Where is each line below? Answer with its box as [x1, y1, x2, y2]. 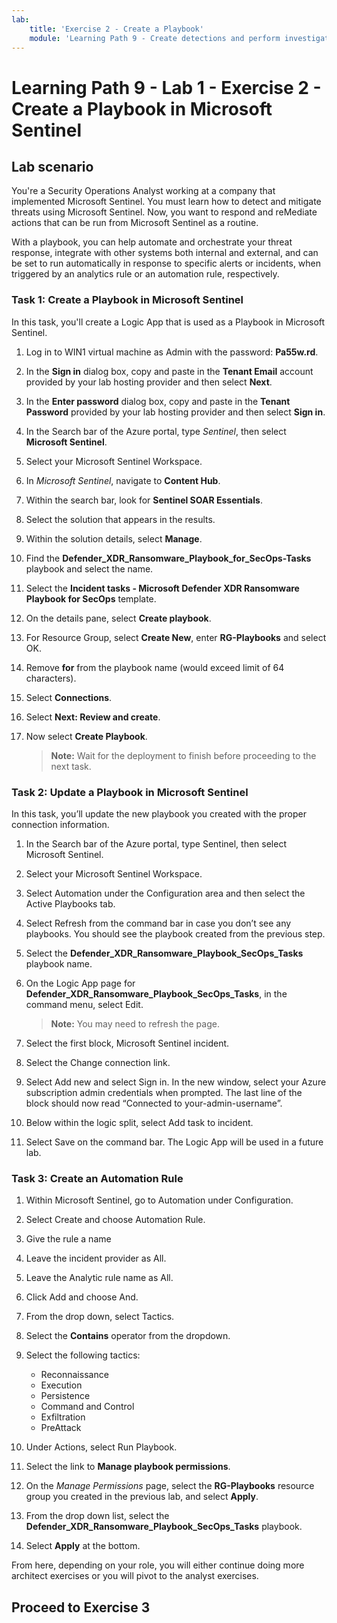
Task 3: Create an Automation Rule [11, 1171, 184, 1185]
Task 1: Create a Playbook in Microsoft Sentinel [11, 293, 244, 307]
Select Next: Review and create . [25, 711, 161, 723]
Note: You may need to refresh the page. [50, 1017, 220, 1030]
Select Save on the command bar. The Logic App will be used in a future [25, 1136, 324, 1148]
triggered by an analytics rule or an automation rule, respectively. [11, 268, 280, 280]
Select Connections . [25, 691, 113, 703]
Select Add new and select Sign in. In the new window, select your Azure [25, 1076, 327, 1088]
